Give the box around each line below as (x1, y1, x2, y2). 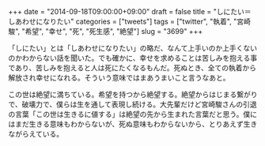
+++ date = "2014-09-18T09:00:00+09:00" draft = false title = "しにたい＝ (8, 7, 252, 16)
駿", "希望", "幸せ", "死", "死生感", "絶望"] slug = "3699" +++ (8, 27, 203, 36)
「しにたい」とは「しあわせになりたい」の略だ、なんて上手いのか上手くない (8, 43, 257, 53)
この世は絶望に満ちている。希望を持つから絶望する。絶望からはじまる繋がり (8, 90, 258, 99)
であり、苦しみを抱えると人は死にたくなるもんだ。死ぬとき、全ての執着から (8, 63, 257, 73)
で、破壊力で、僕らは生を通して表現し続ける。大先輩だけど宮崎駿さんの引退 (8, 99, 257, 109)
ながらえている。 (8, 129, 64, 138)
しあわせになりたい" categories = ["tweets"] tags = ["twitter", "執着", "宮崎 (8, 17, 251, 26)
